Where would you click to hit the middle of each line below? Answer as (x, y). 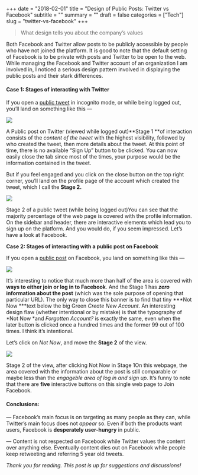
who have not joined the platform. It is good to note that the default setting (97, 50)
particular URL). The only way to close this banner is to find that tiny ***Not (99, 300)
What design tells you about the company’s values (82, 33)
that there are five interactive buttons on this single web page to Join (90, 384)
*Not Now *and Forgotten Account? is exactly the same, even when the (93, 319)
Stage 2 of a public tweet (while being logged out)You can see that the (92, 210)
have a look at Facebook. (37, 235)
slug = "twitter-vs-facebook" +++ (47, 21)
